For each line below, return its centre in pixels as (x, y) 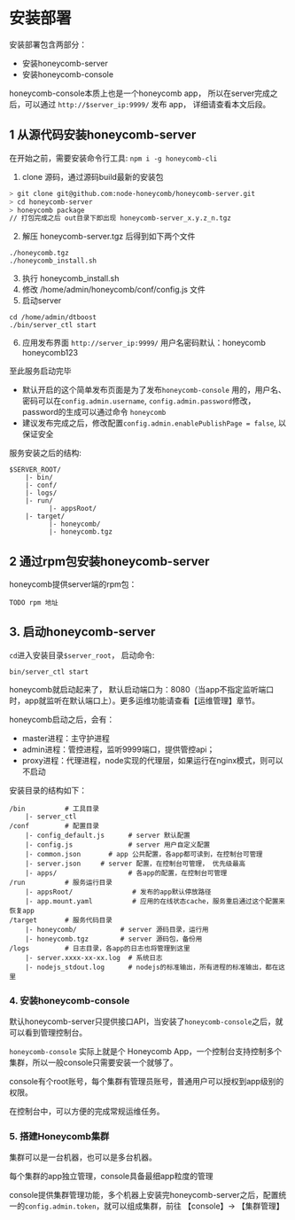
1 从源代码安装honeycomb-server (103, 135)
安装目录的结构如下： (48, 790)
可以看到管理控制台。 (48, 1033)
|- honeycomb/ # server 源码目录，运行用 (117, 929)
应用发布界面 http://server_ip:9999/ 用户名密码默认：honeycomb (144, 343)
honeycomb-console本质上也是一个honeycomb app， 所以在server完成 (140, 93)
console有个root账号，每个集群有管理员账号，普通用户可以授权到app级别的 (147, 1082)
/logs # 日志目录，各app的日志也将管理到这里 (100, 948)
